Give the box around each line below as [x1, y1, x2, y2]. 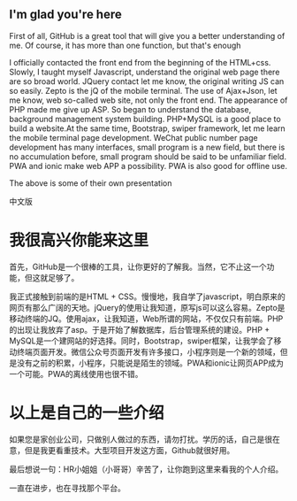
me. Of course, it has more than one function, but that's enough [9, 40, 241, 50]
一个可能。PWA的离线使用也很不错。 [9, 368, 143, 379]
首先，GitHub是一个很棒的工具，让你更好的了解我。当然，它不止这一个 [9, 261, 267, 272]
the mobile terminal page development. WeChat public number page [9, 132, 258, 143]
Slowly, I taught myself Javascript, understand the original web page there [9, 66, 280, 77]
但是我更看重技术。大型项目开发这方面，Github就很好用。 [24, 444, 235, 455]
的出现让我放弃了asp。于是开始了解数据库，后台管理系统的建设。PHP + [9, 324, 270, 335]
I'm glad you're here [9, 7, 122, 22]
